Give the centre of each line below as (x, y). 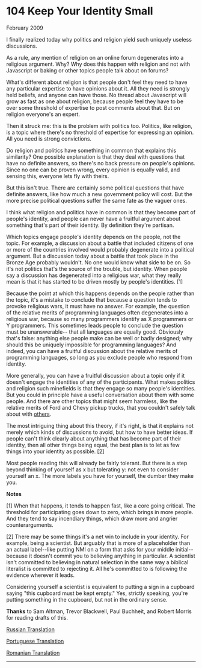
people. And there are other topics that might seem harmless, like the (92, 401)
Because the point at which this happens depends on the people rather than (100, 293)
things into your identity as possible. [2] (55, 451)
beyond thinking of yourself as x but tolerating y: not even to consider (93, 469)
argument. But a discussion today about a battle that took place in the (92, 256)
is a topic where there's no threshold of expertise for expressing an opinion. (100, 132)
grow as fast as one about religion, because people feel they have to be (95, 101)
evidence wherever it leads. (41, 575)
